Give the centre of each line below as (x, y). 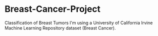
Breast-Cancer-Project (53, 9)
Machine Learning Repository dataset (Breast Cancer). (60, 28)
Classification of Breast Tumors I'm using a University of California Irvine (79, 23)
